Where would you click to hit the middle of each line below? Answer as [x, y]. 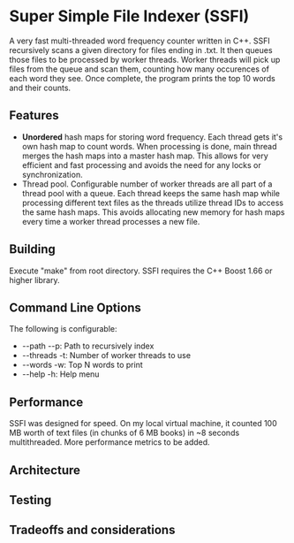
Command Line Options [75, 307]
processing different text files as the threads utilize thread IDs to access [153, 203]
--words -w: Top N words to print [82, 365]
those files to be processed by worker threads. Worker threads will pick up [145, 59]
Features [34, 115]
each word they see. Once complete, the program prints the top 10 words [142, 78]
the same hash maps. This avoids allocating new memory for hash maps [153, 212]
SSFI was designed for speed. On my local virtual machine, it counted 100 [143, 424]
